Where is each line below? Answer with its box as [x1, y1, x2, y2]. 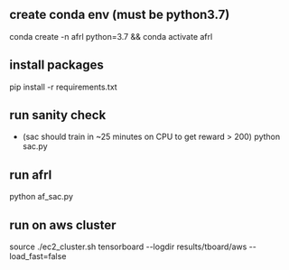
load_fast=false [9, 251, 67, 262]
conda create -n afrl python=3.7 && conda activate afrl [9, 31, 213, 42]
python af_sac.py [9, 191, 74, 202]
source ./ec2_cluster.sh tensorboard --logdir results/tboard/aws [9, 241, 247, 252]
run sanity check [9, 107, 107, 123]
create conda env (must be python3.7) [9, 7, 230, 23]
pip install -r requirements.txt [9, 81, 117, 92]
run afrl [9, 167, 52, 182]
